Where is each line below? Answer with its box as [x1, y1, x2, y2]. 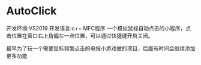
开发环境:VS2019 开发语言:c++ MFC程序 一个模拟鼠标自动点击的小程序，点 [6, 24, 191, 32]
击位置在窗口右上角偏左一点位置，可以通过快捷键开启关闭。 [6, 32, 154, 39]
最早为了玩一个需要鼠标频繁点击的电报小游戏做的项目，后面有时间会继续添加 [6, 45, 196, 52]
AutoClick [6, 4, 57, 18]
